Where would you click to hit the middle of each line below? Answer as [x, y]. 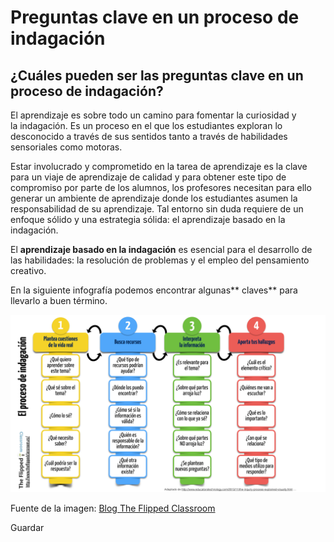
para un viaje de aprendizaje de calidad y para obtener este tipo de [148, 177]
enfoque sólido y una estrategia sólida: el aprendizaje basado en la [148, 219]
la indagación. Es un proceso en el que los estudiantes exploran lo [146, 125]
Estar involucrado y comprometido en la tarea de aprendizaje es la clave [159, 166]
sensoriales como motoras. [66, 147]
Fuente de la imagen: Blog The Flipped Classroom [113, 508]
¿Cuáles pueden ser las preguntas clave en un [157, 75]
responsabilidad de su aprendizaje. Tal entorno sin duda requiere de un [157, 209]
